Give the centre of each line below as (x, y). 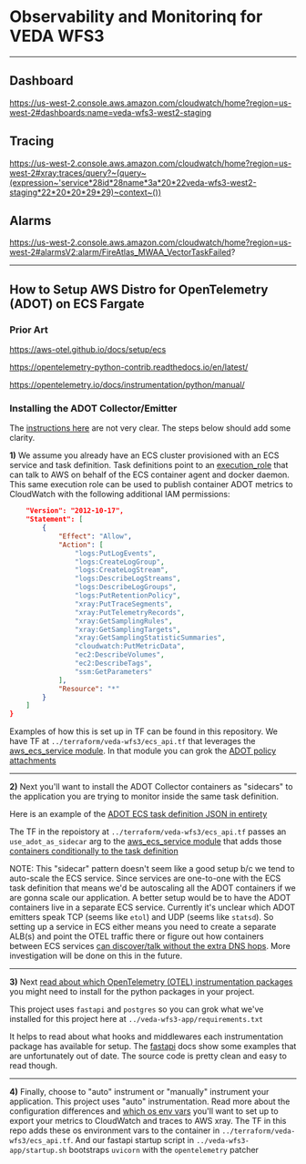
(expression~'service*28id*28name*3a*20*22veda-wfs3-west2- (133, 182)
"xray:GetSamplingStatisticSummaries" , (150, 638)
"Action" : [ (81, 545)
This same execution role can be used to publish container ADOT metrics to (151, 485)
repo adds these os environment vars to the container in (115, 1130)
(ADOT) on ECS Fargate (77, 304)
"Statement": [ (55, 520)
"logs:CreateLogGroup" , (120, 562)
